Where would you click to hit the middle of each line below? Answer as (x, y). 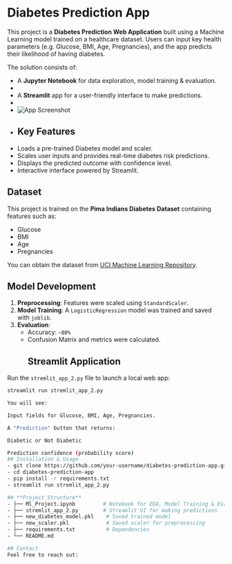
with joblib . (34, 318)
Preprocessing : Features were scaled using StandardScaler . (103, 303)
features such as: (32, 216)
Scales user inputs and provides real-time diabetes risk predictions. (113, 155)
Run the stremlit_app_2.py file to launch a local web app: (89, 378)
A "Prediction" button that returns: (61, 428)
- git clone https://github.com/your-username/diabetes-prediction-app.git (118, 466)
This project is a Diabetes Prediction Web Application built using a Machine (116, 32)
